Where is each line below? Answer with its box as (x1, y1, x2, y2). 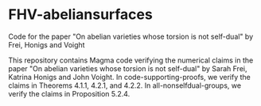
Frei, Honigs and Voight (8, 40, 85, 49)
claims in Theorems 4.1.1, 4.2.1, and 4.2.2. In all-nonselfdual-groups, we (8, 81, 241, 90)
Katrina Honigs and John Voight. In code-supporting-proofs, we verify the (8, 72, 251, 81)
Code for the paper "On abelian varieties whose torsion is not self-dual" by (8, 32, 254, 41)
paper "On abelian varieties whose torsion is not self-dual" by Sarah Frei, (8, 63, 247, 73)
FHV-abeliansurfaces (8, 6, 153, 24)
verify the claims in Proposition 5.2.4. (8, 89, 130, 98)
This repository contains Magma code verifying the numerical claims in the (8, 55, 254, 65)
